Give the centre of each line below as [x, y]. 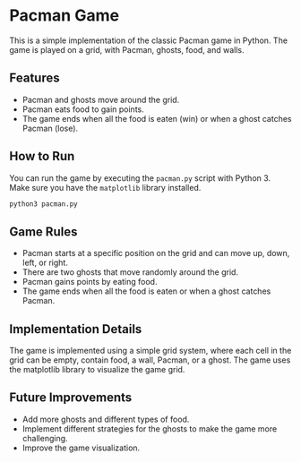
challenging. [45, 438]
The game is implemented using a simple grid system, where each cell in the [150, 351]
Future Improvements [71, 398]
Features [34, 78]
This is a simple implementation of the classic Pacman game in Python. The [149, 40]
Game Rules [43, 231]
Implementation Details [76, 329]
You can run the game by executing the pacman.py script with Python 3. [140, 178]
